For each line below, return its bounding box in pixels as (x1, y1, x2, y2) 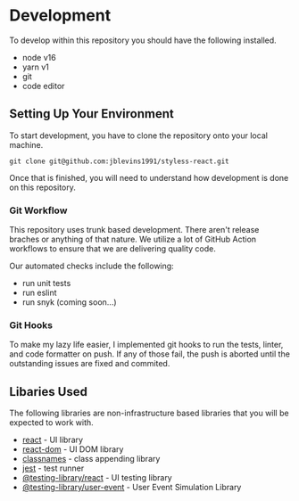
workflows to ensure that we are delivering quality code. (9, 243, 217, 254)
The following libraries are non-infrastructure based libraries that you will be (9, 407, 289, 419)
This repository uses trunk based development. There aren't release (9, 225, 260, 235)
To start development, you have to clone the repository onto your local (9, 130, 268, 141)
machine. (9, 139, 44, 150)
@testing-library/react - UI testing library (21, 472, 172, 483)
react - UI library (21, 434, 83, 446)
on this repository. (9, 182, 76, 193)
